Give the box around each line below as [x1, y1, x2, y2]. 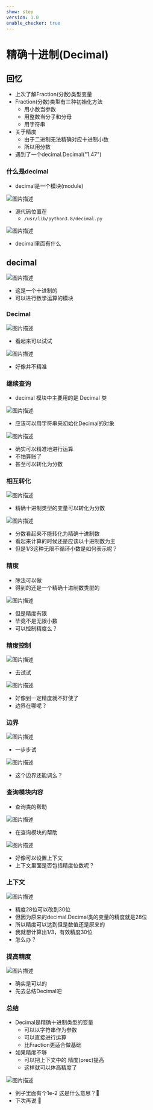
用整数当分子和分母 [23, 113, 72, 120]
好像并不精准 [14, 362, 47, 370]
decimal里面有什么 [14, 240, 61, 247]
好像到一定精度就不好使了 [14, 694, 79, 701]
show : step [6, 8, 34, 15]
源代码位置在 [14, 208, 47, 215]
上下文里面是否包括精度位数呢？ [14, 861, 95, 869]
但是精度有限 [14, 609, 47, 617]
